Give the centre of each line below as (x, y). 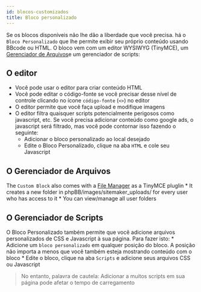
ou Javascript (23, 264)
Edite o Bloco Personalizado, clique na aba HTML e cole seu (97, 145)
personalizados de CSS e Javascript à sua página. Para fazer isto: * (90, 238)
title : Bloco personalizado (42, 18)
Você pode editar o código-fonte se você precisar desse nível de (96, 94)
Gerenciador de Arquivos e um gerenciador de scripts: (73, 54)
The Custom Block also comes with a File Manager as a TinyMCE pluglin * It (100, 186)
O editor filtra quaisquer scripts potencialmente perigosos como (95, 113)
